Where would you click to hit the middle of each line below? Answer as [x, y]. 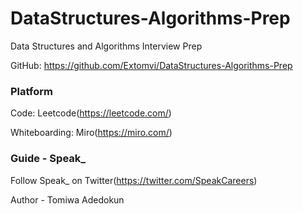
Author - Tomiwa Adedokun [67, 199]
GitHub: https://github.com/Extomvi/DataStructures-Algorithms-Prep [151, 65]
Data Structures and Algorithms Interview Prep [106, 46]
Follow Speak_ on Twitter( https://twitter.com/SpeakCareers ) [134, 180]
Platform [31, 91]
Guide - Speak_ [48, 159]
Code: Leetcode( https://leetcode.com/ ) [91, 113]
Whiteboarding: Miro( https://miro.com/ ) [91, 133]
